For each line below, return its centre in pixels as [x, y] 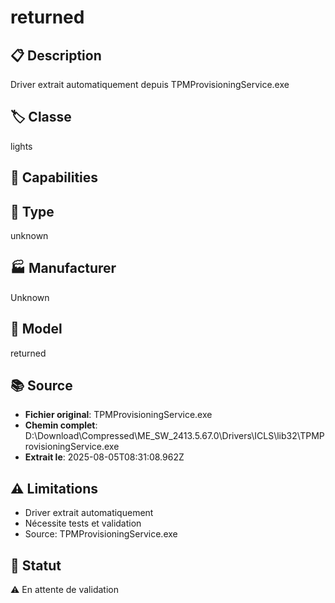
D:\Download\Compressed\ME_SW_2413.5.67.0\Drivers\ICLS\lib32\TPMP [174, 436]
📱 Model [36, 329]
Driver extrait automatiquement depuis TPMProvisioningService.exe [150, 84]
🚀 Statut [36, 565]
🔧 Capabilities [54, 177]
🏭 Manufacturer [63, 268]
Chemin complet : [61, 425]
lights [21, 146]
